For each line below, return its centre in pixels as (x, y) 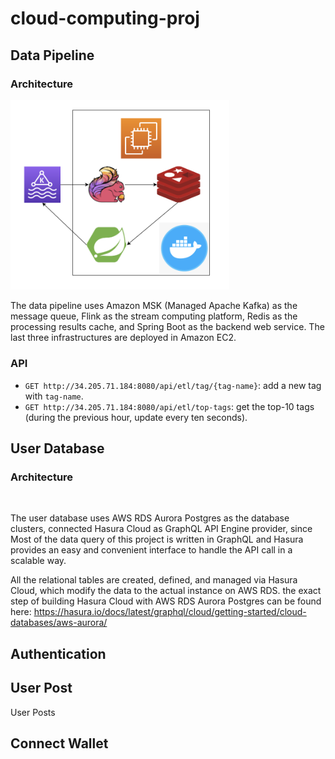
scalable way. (38, 561)
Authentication (58, 653)
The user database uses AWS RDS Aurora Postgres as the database (150, 518)
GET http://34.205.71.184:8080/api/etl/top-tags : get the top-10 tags (169, 406)
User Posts (33, 712)
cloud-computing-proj (105, 18)
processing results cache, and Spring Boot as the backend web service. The (167, 327)
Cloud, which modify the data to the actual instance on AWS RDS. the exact (166, 591)
